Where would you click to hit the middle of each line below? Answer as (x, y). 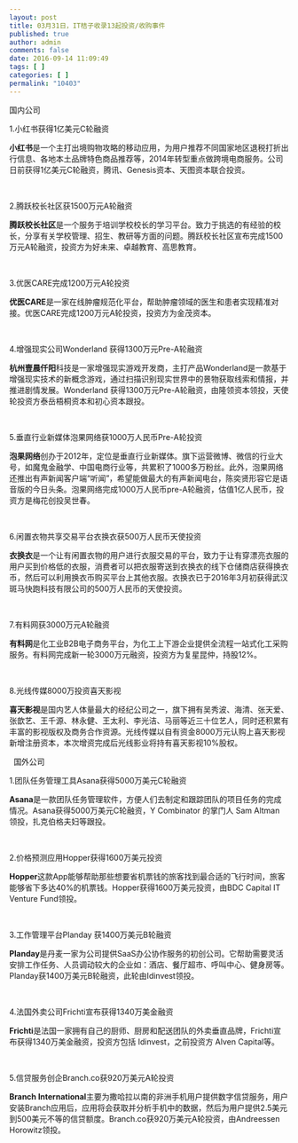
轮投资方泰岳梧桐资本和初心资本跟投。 (79, 401)
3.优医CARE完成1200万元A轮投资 (70, 283)
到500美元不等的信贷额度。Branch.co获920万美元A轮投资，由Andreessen (145, 1118)
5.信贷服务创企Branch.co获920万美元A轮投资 (92, 1077)
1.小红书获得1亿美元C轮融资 (59, 129)
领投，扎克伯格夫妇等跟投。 (60, 821)
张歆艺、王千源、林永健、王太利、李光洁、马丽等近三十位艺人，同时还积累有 (149, 721)
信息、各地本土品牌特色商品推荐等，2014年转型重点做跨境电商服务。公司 (150, 158)
